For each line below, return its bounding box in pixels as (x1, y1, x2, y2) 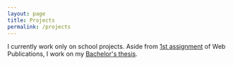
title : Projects (7, 17, 55, 24)
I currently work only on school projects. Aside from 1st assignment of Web (7, 43, 226, 51)
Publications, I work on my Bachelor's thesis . (7, 50, 138, 58)
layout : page (7, 10, 46, 17)
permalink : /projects (7, 23, 71, 30)
